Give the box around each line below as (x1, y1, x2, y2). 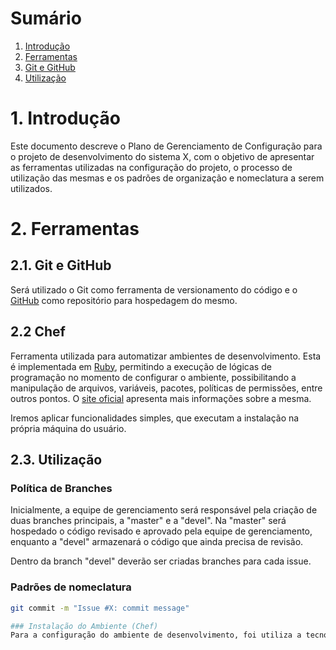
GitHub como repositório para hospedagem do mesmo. (10, 294, 238, 306)
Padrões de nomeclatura (10, 580, 132, 594)
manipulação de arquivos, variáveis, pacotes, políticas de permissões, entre (10, 382, 323, 394)
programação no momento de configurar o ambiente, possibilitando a (10, 371, 297, 383)
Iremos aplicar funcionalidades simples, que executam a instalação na (10, 412, 300, 424)
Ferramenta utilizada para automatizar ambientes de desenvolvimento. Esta (10, 350, 322, 362)
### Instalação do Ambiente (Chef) (10, 621, 159, 631)
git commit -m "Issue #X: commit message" (10, 603, 190, 613)
